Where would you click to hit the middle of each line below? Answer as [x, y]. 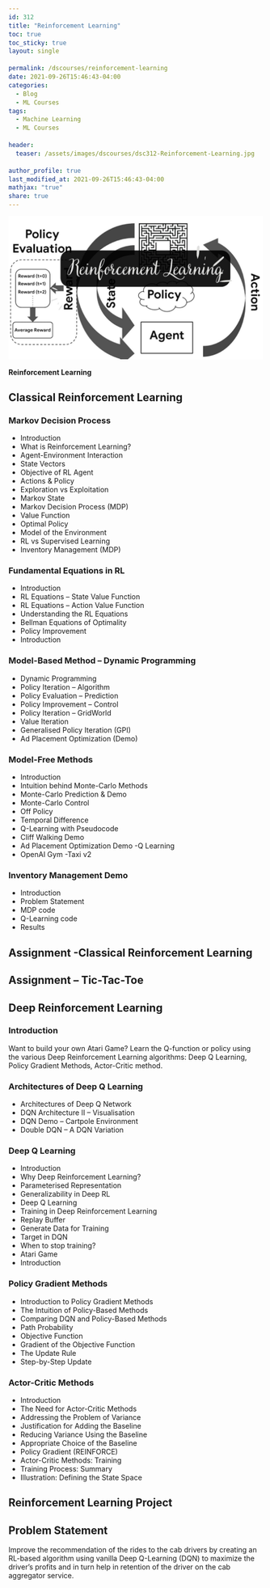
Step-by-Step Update [56, 1362]
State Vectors [43, 464]
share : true [28, 196]
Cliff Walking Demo [52, 838]
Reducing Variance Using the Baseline [84, 1434]
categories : [28, 85]
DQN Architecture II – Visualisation [77, 1113]
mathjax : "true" [36, 188]
